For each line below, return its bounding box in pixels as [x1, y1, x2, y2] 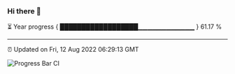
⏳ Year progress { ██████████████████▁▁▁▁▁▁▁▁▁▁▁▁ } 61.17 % [7, 22, 222, 31]
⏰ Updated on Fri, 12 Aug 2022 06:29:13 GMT [7, 45, 139, 54]
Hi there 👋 [7, 6, 42, 16]
